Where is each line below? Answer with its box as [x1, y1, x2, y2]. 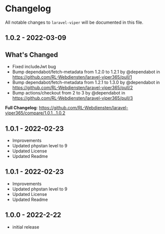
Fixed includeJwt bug [12, 64, 56, 70]
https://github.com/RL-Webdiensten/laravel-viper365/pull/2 [12, 85, 133, 91]
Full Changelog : [5, 105, 38, 111]
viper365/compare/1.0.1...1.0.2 [5, 110, 66, 116]
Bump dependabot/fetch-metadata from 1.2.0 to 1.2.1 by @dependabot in [12, 69, 160, 75]
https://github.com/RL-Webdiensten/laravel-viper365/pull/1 [12, 74, 132, 80]
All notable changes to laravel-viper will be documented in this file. [5, 19, 144, 25]
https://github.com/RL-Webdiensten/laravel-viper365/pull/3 [12, 95, 133, 101]
